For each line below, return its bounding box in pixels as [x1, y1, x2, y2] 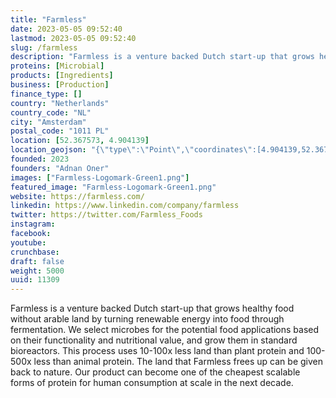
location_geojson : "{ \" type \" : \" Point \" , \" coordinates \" [10, 145, 253, 155]
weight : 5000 [10, 266, 65, 276]
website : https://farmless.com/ [10, 191, 145, 201]
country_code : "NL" [10, 107, 92, 118]
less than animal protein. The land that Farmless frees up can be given [33, 356, 324, 368]
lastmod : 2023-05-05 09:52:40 [10, 33, 137, 43]
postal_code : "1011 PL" [10, 126, 110, 136]
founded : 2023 [10, 154, 70, 164]
